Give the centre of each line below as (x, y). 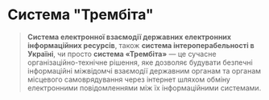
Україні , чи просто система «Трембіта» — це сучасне (122, 54)
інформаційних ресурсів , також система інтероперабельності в (141, 45)
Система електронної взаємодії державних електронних (129, 37)
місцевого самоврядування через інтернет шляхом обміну (129, 79)
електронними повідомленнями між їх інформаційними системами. (144, 88)
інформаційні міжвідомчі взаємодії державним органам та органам (144, 70)
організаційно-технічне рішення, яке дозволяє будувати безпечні (140, 62)
